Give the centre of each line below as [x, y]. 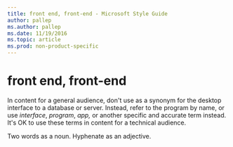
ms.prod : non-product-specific [53, 46]
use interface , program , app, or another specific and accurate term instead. [117, 115]
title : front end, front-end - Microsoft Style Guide [88, 14]
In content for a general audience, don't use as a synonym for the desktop [114, 100]
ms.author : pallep [34, 27]
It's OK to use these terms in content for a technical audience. [97, 122]
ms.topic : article [34, 40]
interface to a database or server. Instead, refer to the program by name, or [116, 107]
